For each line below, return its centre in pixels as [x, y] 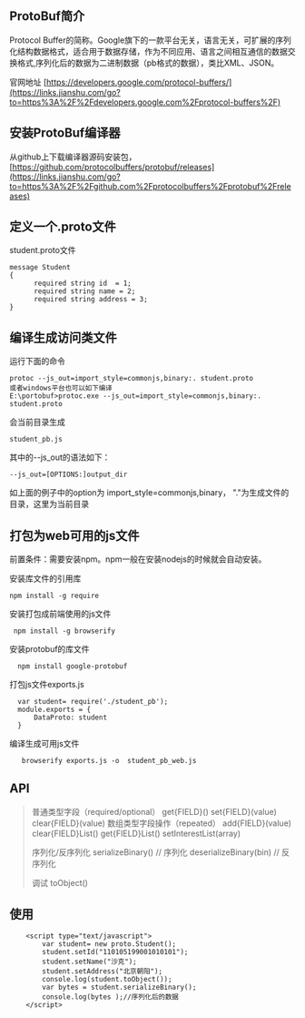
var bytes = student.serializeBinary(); [119, 987]
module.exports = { [54, 710]
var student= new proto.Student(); [109, 944]
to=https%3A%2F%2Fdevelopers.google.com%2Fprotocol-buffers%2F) [145, 102]
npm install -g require [54, 596]
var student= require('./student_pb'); [93, 702]
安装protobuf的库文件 [49, 649]
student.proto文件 [43, 250]
